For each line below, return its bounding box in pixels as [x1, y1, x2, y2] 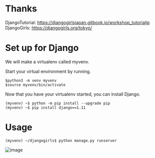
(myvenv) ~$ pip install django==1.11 [5, 105, 86, 110]
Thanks [5, 3, 37, 14]
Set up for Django [5, 42, 79, 54]
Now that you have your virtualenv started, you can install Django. [5, 91, 141, 97]
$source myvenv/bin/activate [5, 82, 66, 87]
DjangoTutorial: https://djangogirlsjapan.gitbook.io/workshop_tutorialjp [5, 19, 150, 25]
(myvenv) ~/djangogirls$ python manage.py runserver [5, 138, 117, 143]
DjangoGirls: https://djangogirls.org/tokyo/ [5, 24, 92, 30]
